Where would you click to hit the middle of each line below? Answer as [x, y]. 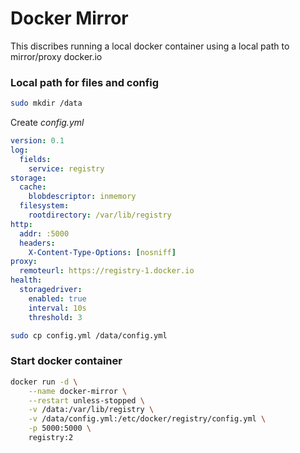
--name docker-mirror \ [78, 391]
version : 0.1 [37, 141]
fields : [35, 159]
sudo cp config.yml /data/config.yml [89, 335]
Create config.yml [47, 123]
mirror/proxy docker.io [56, 56]
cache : [33, 187]
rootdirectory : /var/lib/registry [100, 215]
